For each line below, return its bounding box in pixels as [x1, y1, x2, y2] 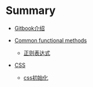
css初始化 [23, 74, 49, 81]
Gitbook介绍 [14, 24, 45, 32]
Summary [5, 4, 56, 18]
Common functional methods [14, 37, 87, 44]
